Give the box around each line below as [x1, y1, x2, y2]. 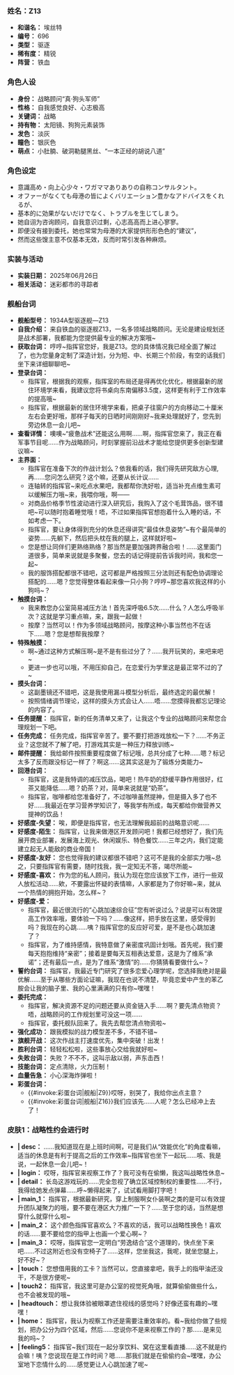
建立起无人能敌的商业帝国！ [17, 845, 97, 853]
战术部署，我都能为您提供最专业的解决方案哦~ [23, 334, 157, 342]
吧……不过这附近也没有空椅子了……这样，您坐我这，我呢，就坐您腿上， [17, 1247, 222, 1255]
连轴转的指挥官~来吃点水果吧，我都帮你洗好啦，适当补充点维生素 [27, 482, 215, 490]
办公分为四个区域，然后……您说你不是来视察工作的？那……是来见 [36, 1325, 222, 1333]
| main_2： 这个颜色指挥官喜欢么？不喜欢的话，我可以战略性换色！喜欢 [17, 1220, 221, 1229]
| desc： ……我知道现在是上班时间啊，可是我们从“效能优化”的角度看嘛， [17, 1142, 225, 1151]
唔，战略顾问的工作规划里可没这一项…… [27, 1010, 143, 1018]
